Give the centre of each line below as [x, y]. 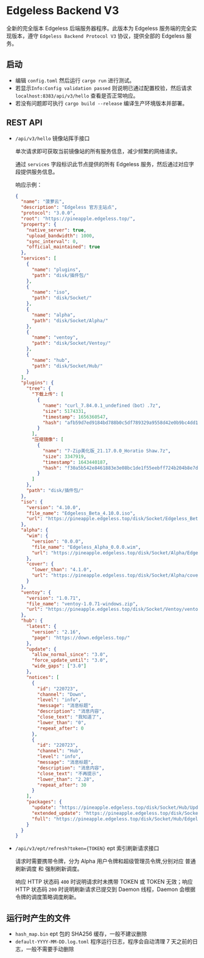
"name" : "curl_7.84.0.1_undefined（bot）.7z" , [102, 406]
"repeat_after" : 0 [61, 728]
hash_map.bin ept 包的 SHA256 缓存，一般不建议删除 [81, 934]
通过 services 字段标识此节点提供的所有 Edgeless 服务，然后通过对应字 [104, 164]
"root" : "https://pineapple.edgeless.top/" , [78, 219]
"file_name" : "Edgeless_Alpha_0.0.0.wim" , [86, 547]
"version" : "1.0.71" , [54, 598]
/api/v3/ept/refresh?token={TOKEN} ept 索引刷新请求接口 [87, 848]
